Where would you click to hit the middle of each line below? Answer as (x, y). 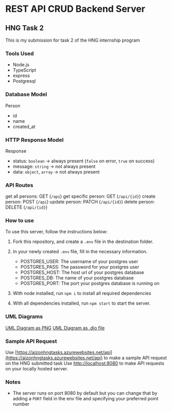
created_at (24, 126)
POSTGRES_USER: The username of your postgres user (79, 261)
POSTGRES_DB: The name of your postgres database (77, 278)
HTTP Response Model (35, 140)
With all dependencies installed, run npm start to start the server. (82, 303)
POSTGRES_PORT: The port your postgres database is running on (90, 284)
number (21, 404)
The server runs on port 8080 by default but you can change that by (85, 393)
